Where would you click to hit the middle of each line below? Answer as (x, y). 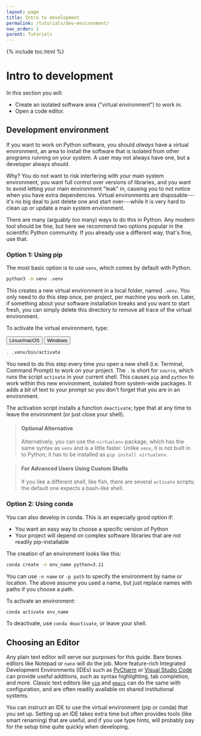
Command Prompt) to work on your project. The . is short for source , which (100, 370)
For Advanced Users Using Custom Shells (75, 468)
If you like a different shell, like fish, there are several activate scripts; (108, 482)
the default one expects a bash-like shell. (72, 488)
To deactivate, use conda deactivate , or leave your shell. (77, 623)
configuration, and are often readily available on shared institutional (90, 689)
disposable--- (177, 195)
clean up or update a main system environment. (65, 208)
